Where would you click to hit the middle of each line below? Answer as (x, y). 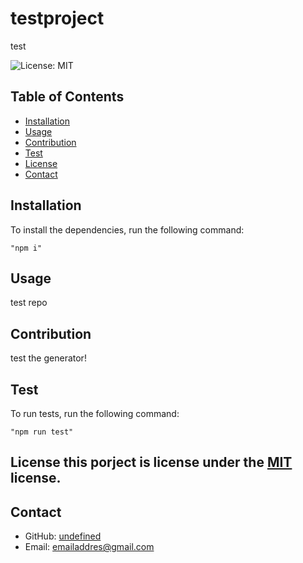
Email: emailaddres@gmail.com (89, 547)
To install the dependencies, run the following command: (127, 229)
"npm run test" (42, 432)
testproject (57, 18)
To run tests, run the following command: (95, 413)
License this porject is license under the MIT (151, 462)
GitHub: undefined (63, 536)
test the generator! (48, 358)
